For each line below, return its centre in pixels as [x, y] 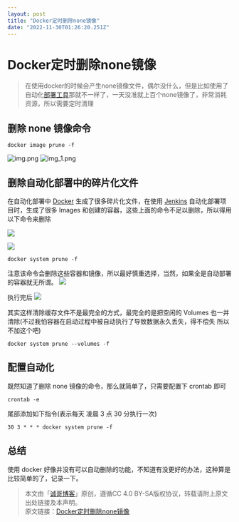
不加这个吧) [24, 330]
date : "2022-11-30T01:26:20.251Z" [59, 27]
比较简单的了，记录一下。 [45, 478]
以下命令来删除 [29, 219]
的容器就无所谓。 [32, 282]
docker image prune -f [41, 145]
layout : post [27, 14]
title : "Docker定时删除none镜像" [54, 21]
